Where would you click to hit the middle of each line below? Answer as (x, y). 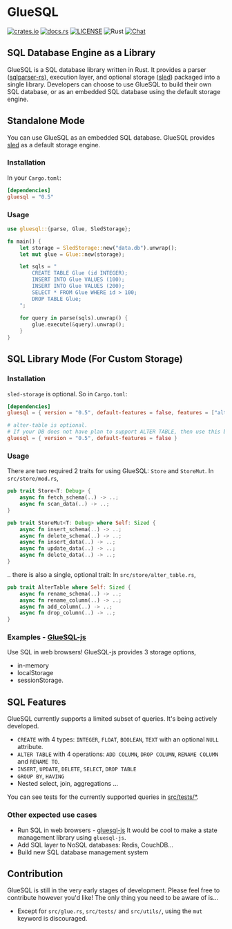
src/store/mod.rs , (33, 479)
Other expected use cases (52, 815)
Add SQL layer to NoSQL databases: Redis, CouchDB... (95, 845)
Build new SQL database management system (83, 852)
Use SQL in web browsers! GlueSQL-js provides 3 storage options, (102, 652)
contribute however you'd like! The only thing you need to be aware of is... (113, 898)
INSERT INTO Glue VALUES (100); (79, 280)
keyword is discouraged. (52, 919)
